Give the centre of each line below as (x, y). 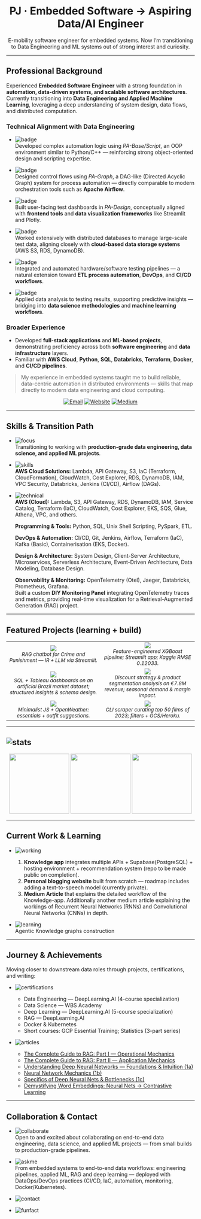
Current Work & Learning (54, 836)
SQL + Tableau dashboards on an (54, 680)
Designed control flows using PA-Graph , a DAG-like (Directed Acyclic (100, 177)
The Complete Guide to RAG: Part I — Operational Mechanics (99, 1054)
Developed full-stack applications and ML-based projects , (89, 341)
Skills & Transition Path (50, 426)
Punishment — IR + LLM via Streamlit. (53, 660)
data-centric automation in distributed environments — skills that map (107, 384)
